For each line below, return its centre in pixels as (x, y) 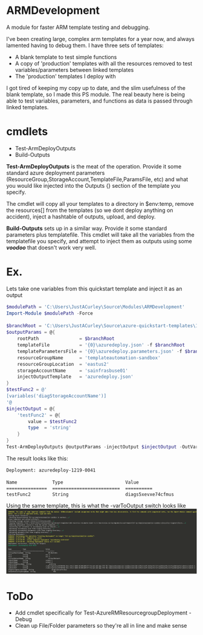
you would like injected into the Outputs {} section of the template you (93, 185)
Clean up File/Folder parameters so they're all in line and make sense (101, 626)
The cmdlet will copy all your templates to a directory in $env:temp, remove (100, 203)
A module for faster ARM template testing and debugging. (78, 27)
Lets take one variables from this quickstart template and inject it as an (94, 289)
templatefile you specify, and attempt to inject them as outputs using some (99, 241)
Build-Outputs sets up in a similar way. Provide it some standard (87, 228)
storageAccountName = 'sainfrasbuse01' (73, 371)
